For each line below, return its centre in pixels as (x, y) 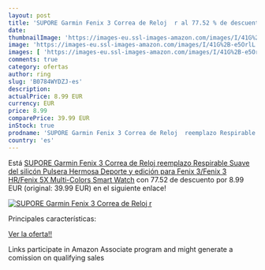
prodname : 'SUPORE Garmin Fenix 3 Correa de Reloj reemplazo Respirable (132, 133)
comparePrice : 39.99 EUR (49, 118)
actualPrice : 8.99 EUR (45, 96)
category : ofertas (38, 67)
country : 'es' (32, 140)
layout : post (30, 15)
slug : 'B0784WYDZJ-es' (45, 81)
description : (30, 89)
